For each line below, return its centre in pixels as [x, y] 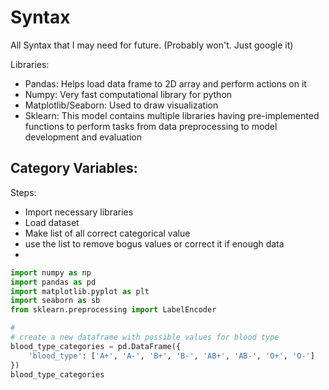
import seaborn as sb [55, 301]
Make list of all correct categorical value [107, 233]
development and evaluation [83, 137]
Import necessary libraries [79, 212]
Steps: [23, 192]
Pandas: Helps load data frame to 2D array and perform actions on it [165, 83]
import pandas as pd [53, 282]
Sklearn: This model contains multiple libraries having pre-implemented [172, 115]
